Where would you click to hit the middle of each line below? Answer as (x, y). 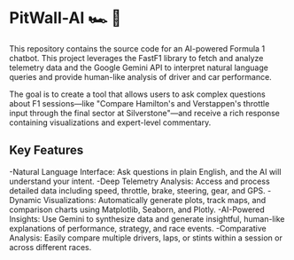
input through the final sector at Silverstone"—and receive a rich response (145, 113)
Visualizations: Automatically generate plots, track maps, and (155, 200)
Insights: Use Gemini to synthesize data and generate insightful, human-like (147, 218)
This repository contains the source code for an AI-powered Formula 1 (137, 48)
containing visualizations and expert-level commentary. (110, 122)
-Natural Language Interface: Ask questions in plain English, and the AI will (145, 171)
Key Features (46, 150)
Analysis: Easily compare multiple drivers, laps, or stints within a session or (146, 238)
